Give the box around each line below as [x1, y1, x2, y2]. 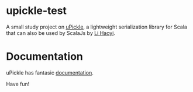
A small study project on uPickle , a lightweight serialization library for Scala [6, 23, 187, 30]
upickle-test [6, 4, 67, 17]
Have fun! [6, 80, 30, 87]
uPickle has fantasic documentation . [6, 69, 94, 76]
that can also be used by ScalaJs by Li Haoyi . [6, 29, 116, 36]
